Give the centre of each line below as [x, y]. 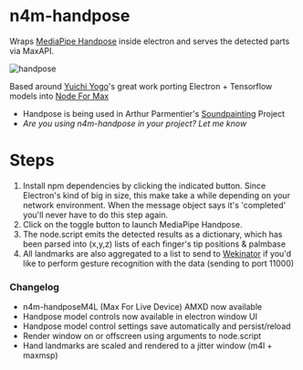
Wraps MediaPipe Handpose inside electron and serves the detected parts [150, 41]
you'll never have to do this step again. [95, 215]
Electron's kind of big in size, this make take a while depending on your [156, 195]
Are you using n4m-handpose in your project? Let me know [135, 123]
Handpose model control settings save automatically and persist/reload [157, 326]
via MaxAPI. [32, 50]
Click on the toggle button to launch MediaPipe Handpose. [133, 224]
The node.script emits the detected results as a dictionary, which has [152, 234]
